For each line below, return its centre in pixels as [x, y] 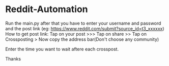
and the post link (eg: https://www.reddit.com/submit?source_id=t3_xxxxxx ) [85, 28]
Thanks [13, 58]
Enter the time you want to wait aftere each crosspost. [62, 49]
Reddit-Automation [47, 9]
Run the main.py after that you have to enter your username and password [83, 23]
